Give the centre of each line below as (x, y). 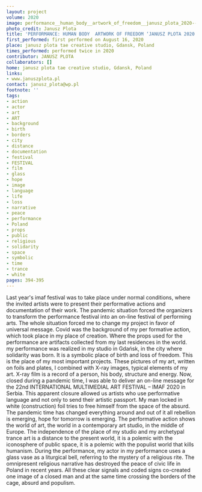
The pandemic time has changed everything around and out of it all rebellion (101, 412)
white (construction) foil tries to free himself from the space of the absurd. (98, 406)
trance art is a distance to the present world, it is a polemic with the (90, 438)
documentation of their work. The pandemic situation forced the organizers (99, 310)
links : (14, 73)
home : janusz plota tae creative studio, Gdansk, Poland (79, 68)
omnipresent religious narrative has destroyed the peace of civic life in (93, 463)
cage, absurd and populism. (41, 482)
